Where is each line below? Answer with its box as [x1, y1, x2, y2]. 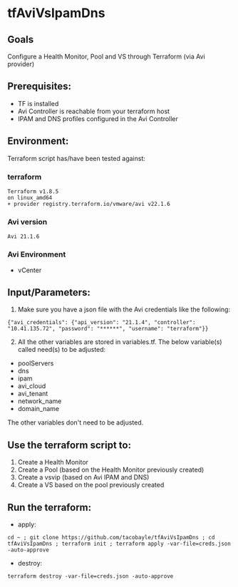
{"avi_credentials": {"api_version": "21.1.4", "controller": [7, 319, 196, 326]
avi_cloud [17, 382, 46, 390]
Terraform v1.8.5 [7, 187, 59, 195]
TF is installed [17, 99, 59, 108]
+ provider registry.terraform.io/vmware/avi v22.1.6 [7, 200, 171, 207]
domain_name [17, 405, 59, 413]
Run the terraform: [7, 501, 92, 514]
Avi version [7, 217, 48, 227]
